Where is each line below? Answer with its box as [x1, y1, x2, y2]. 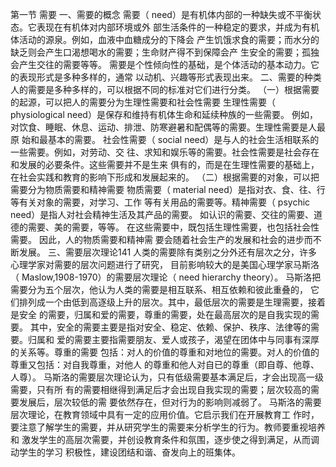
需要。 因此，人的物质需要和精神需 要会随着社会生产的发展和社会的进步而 [10, 234, 313, 245]
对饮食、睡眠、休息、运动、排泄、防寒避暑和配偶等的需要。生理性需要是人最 [10, 121, 326, 133]
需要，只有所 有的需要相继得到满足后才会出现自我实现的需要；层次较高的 [10, 384, 311, 395]
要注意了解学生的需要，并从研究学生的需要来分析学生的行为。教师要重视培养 [10, 421, 326, 433]
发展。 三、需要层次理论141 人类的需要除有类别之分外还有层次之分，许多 [18, 246, 318, 258]
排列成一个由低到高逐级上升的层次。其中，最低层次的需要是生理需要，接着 [18, 296, 326, 308]
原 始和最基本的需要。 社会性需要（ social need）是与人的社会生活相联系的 [10, 134, 320, 145]
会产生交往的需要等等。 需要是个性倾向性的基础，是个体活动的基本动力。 [10, 59, 311, 70]
